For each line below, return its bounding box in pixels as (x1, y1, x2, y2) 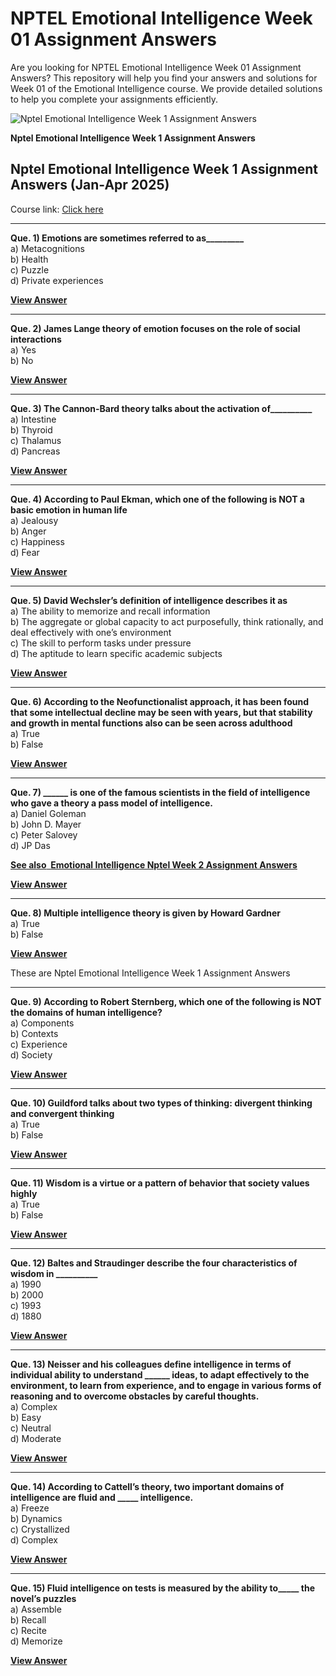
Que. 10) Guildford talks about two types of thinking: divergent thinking (10, 1097, 313, 1109)
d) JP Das (10, 839, 51, 851)
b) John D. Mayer (10, 818, 82, 830)
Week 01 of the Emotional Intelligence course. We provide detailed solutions (10, 82, 323, 94)
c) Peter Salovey (10, 828, 78, 841)
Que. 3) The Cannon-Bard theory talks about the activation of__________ (10, 402, 313, 414)
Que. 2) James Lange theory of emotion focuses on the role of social (10, 322, 301, 334)
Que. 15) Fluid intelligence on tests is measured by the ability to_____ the (10, 1582, 315, 1594)
